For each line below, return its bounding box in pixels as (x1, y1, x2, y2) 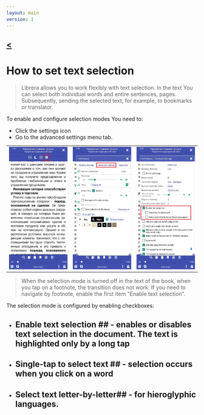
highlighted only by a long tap (15, 338, 131, 349)
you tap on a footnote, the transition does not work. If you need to (21, 284, 186, 291)
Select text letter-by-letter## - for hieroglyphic (15, 389, 196, 400)
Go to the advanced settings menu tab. (15, 133, 113, 141)
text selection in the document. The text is (15, 329, 178, 339)
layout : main (6, 10, 39, 16)
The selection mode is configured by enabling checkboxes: (6, 302, 155, 309)
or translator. (21, 103, 53, 111)
